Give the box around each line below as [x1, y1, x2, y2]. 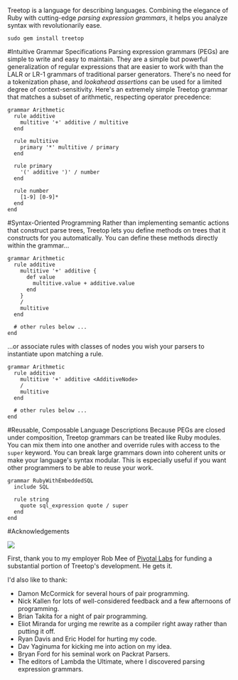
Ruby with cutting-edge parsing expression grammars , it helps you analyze [7, 14, 228, 22]
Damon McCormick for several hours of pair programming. [17, 590, 190, 597]
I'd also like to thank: [7, 575, 67, 584]
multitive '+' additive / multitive [20, 119, 129, 126]
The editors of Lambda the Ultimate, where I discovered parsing [17, 657, 205, 666]
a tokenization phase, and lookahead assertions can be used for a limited [7, 78, 222, 86]
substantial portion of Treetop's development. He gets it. [7, 562, 173, 570]
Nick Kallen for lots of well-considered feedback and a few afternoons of [17, 597, 231, 605]
